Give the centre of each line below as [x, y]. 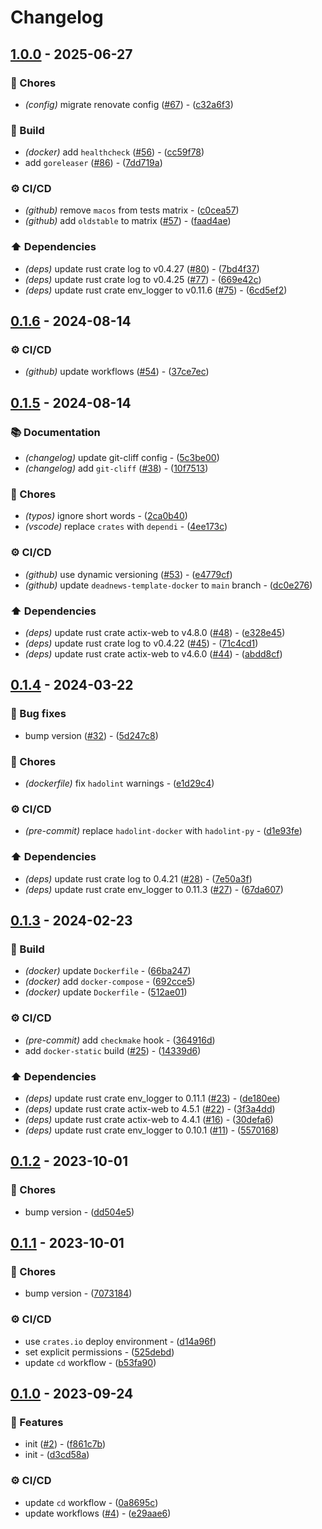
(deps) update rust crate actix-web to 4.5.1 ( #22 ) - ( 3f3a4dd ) [150, 1108]
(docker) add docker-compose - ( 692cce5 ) [110, 982]
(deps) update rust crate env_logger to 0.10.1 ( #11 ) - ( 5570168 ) [152, 1130]
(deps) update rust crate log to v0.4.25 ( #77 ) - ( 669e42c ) [143, 279]
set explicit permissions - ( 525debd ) [99, 1352]
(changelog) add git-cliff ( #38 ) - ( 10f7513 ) [116, 468]
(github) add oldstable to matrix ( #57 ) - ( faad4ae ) [128, 221]
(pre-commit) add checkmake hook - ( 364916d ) [120, 1040]
